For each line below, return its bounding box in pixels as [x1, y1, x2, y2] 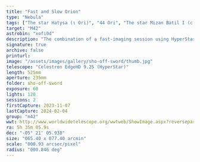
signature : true [6, 42, 46, 48]
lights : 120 [6, 91, 36, 97]
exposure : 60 [6, 86, 39, 92]
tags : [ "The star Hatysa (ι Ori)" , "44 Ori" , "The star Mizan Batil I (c [6, 20, 193, 26]
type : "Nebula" [6, 14, 44, 20]
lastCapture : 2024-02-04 [6, 108, 68, 114]
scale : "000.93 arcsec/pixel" [6, 141, 82, 147]
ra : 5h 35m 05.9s [6, 125, 49, 131]
